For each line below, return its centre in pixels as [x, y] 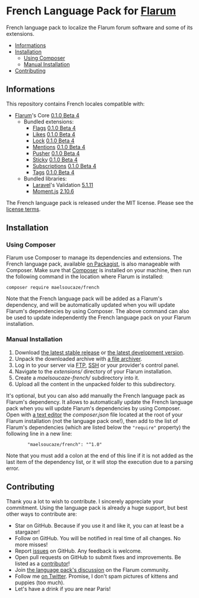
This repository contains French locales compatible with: [75, 104]
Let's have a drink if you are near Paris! [63, 588]
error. [13, 468]
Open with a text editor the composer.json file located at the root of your [94, 415]
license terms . [23, 209]
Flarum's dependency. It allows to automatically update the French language [99, 402]
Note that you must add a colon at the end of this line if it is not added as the [100, 455]
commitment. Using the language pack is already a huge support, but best [97, 507]
